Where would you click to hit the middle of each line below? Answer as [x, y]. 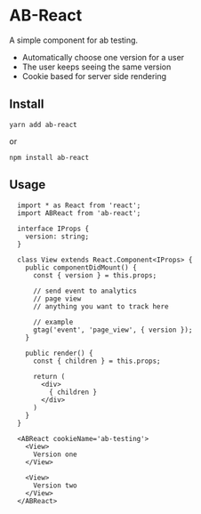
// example [53, 322]
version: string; [57, 237]
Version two [55, 486]
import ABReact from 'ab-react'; [79, 213]
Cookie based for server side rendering [94, 76]
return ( [49, 376]
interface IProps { [53, 229]
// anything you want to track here [100, 306]
